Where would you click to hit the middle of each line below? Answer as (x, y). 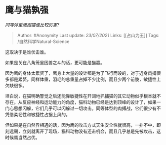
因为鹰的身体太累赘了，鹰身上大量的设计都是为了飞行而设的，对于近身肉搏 (81, 73)
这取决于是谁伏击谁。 (27, 52)
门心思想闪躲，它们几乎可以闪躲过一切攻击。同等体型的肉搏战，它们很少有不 (83, 108)
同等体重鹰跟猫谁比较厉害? (32, 25)
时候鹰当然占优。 (22, 137)
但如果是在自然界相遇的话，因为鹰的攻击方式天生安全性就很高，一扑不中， (81, 125)
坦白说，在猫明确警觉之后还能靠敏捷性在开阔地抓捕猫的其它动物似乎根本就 (81, 96)
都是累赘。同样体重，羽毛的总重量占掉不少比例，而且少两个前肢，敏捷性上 (85, 79)
